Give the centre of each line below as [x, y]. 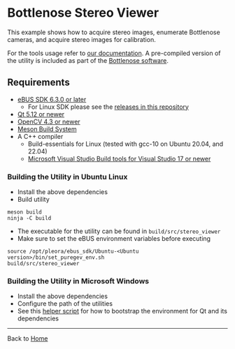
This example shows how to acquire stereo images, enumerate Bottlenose [114, 32]
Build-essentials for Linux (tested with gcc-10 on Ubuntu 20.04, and [126, 144]
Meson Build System [47, 129]
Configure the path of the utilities [65, 304]
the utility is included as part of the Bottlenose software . [88, 60]
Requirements [38, 83]
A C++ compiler [40, 136]
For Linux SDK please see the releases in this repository [108, 107]
